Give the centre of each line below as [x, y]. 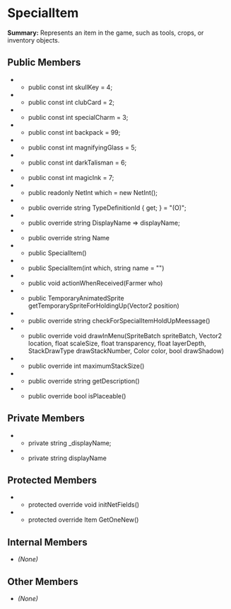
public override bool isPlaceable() [77, 396]
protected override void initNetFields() [84, 505]
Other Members [43, 582]
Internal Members [47, 542]
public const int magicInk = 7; [71, 177]
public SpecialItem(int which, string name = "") [96, 268]
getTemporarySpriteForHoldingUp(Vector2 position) [104, 306]
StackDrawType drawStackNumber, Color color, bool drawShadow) [126, 351]
